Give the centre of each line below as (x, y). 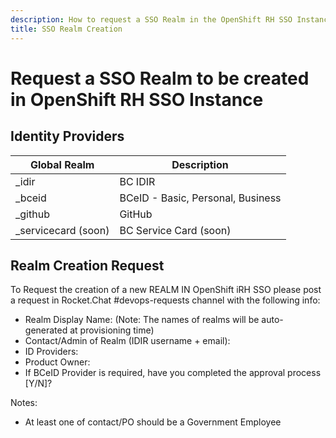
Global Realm (62, 164)
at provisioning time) (112, 330)
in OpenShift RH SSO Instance (137, 99)
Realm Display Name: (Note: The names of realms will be (142, 320)
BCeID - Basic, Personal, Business (200, 198)
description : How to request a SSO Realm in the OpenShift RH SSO (151, 19)
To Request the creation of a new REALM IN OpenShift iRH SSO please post (166, 290)
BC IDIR (137, 181)
